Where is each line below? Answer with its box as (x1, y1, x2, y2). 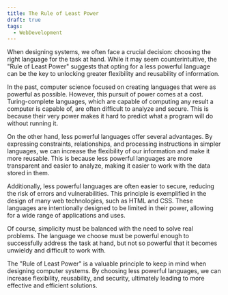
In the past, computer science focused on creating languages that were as (7, 83, 216, 91)
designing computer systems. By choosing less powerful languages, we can (7, 267, 221, 275)
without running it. (7, 119, 59, 127)
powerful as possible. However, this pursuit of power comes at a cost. (7, 90, 203, 99)
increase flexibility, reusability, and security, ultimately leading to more (7, 274, 205, 283)
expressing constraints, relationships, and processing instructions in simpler (7, 140, 221, 148)
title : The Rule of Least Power (7, 10, 99, 17)
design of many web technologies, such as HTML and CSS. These (7, 196, 193, 205)
